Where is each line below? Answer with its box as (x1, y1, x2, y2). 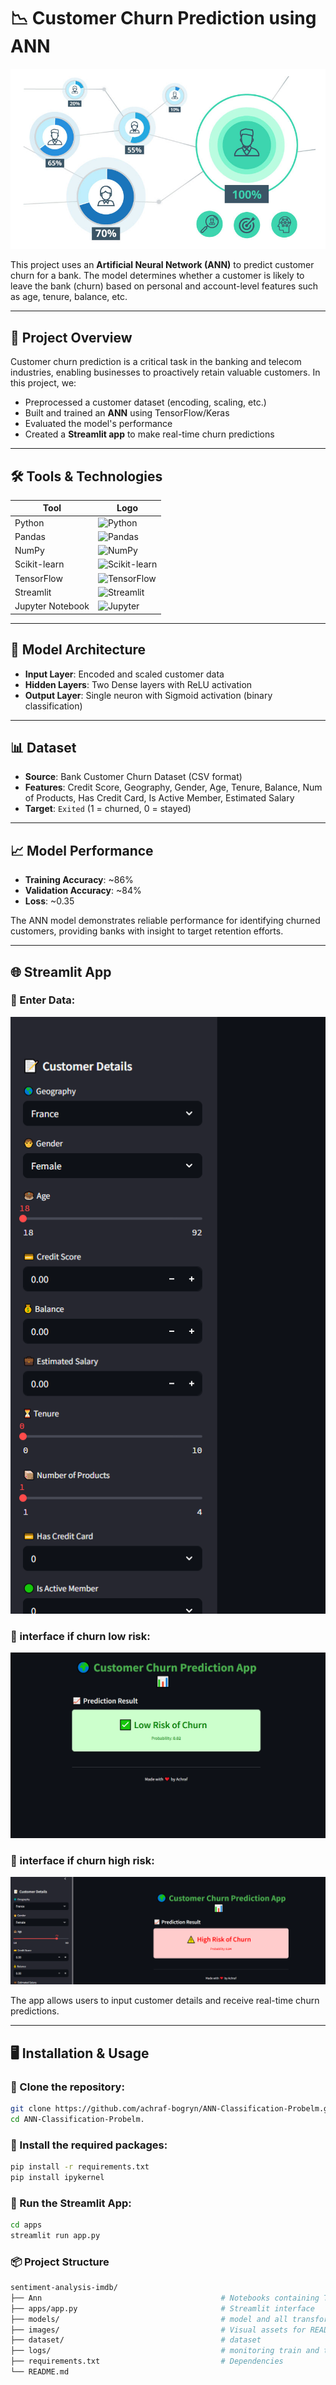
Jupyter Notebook (14, 600, 90, 612)
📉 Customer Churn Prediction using (10, 7, 317, 30)
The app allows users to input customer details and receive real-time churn (10, 1995, 320, 2007)
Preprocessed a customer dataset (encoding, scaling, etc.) (24, 396, 267, 409)
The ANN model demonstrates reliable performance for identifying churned (10, 915, 321, 927)
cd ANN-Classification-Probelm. (10, 2114, 145, 2124)
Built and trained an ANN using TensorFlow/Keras (24, 407, 230, 419)
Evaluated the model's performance (24, 418, 173, 430)
